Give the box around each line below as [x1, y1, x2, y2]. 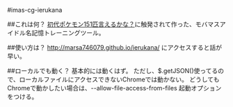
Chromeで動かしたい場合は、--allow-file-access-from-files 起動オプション [7, 84, 222, 92]
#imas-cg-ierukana [7, 6, 63, 14]
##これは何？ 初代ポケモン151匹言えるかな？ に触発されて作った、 [7, 20, 196, 28]
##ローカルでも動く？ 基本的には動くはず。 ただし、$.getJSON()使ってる [7, 67, 218, 75]
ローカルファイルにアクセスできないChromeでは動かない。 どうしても [19, 75, 220, 84]
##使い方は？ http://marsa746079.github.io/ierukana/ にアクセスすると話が [7, 43, 223, 51]
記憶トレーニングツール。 [31, 29, 105, 37]
